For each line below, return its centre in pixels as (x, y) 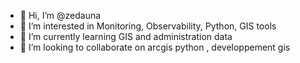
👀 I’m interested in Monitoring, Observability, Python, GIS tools (148, 26)
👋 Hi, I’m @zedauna (60, 15)
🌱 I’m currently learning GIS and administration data (126, 36)
